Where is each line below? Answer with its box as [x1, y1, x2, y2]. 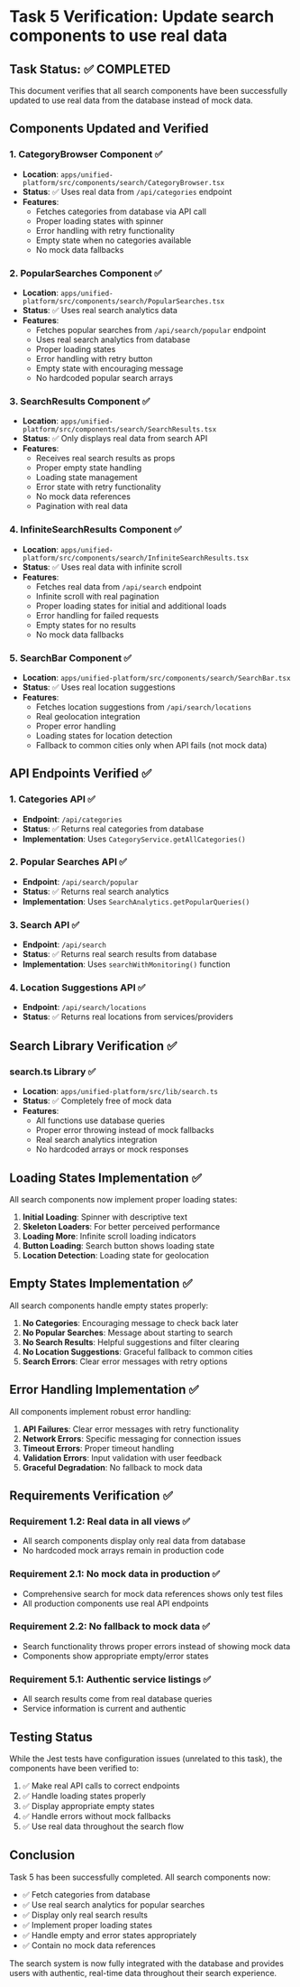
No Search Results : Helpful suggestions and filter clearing [22, 1336, 241, 1347]
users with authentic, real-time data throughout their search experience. [9, 1967, 277, 1978]
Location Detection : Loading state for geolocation [22, 1249, 210, 1260]
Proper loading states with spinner [35, 215, 164, 227]
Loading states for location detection [35, 729, 173, 741]
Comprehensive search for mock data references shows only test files [22, 1588, 284, 1599]
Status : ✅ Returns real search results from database [22, 949, 218, 960]
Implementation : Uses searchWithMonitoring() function [22, 959, 231, 970]
